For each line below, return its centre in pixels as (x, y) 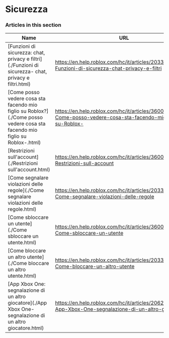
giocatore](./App (27, 303)
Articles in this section (33, 25)
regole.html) (22, 209)
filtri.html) (19, 84)
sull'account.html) (29, 170)
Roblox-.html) (24, 143)
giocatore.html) (26, 328)
